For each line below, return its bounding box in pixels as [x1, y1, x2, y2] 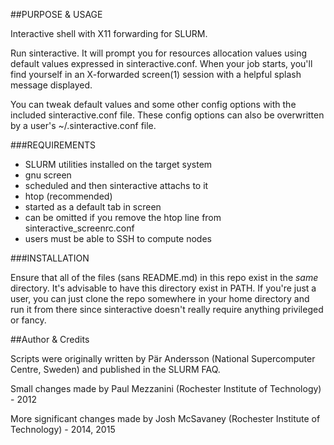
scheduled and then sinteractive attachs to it [24, 180, 209, 191]
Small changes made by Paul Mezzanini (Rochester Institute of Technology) [10, 383, 322, 394]
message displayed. [10, 79, 93, 91]
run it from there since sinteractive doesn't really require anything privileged [10, 304, 324, 315]
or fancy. [10, 314, 47, 326]
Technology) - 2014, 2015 [10, 424, 116, 435]
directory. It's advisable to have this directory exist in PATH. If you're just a [10, 282, 317, 294]
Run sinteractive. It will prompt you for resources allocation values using [10, 47, 308, 59]
